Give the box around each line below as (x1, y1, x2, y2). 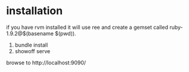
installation (6, 4, 63, 18)
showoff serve (14, 47, 51, 54)
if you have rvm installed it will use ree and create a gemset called (6, 24, 169, 31)
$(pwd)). (54, 30, 76, 37)
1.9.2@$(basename (6, 30, 54, 37)
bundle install (14, 41, 48, 48)
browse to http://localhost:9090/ (6, 59, 86, 66)
